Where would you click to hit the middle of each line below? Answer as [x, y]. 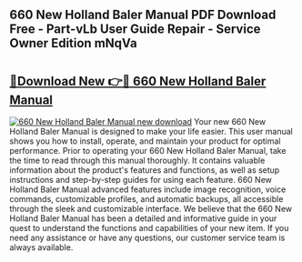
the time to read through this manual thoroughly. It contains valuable [137, 160]
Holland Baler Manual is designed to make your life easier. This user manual [151, 131]
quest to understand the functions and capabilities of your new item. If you [149, 228]
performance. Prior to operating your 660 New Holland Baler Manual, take [148, 151]
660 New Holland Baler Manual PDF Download [143, 15]
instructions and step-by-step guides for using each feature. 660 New [141, 180]
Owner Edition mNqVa [74, 43]
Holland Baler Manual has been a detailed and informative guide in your [143, 218]
